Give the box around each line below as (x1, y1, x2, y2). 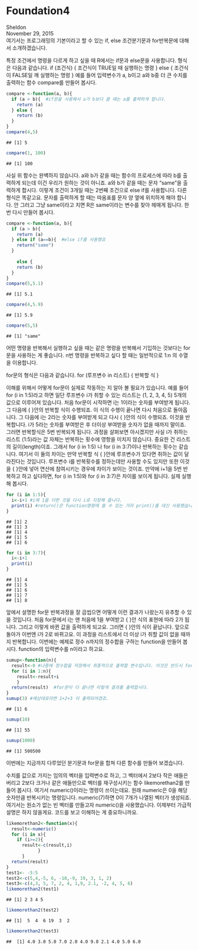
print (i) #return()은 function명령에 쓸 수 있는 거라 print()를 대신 (11, 502, 170, 508)
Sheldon (6, 24, 27, 31)
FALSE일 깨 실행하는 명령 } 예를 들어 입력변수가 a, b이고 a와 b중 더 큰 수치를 (12, 71, 187, 78)
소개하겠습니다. (12, 44, 48, 51)
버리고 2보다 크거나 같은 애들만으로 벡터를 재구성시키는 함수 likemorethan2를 (6, 779, 184, 786)
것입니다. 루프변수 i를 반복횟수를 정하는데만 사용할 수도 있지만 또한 (26, 458, 179, 465)
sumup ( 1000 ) (6, 737, 35, 744)
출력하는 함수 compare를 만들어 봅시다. (6, 78, 97, 86)
